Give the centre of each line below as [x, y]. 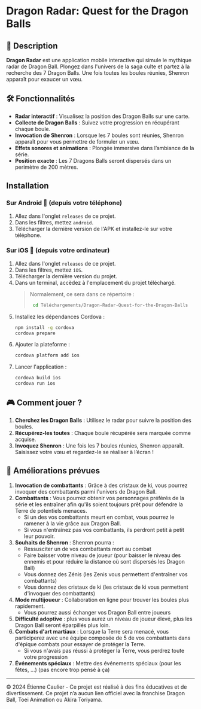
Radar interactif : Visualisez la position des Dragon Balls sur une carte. [102, 116]
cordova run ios [35, 384]
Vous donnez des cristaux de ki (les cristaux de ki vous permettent [106, 587]
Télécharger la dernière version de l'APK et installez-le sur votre [93, 229]
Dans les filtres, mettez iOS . [49, 270]
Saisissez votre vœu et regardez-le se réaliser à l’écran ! [84, 452]
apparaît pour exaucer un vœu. [44, 79]
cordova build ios [38, 378]
